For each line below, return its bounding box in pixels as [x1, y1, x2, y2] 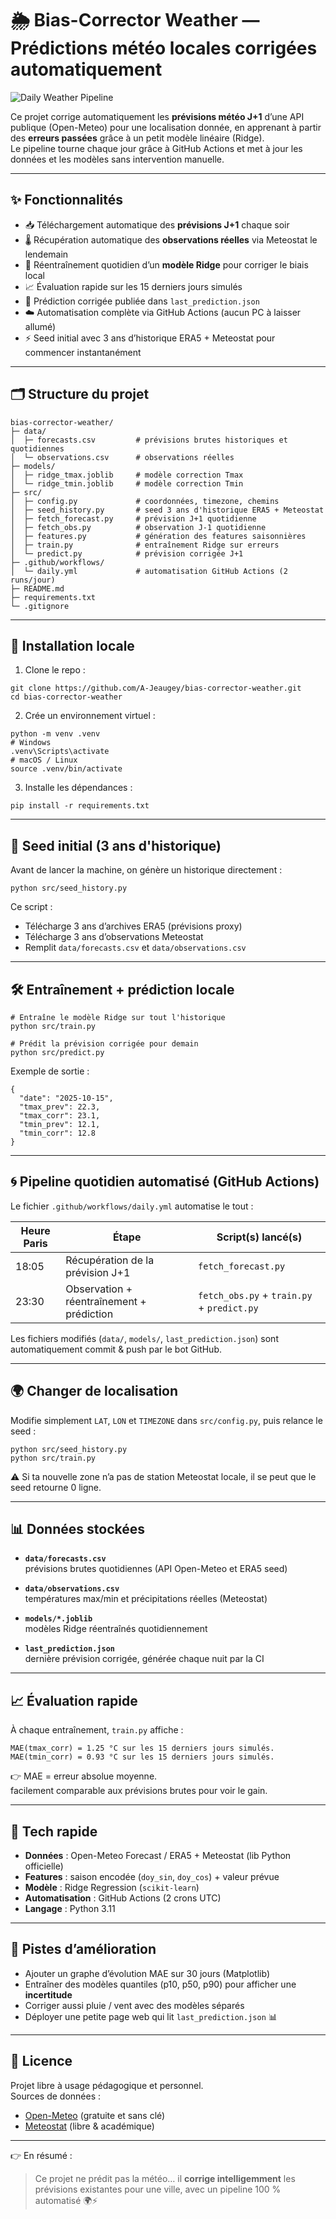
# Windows [10, 738, 52, 748]
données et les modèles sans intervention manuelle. [10, 153, 225, 165]
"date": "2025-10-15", [19, 1093, 114, 1103]
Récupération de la [65, 1253, 155, 1267]
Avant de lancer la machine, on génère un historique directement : [10, 864, 283, 876]
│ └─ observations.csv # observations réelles [10, 452, 235, 462]
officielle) [24, 1860, 64, 1872]
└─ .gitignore [10, 601, 70, 611]
